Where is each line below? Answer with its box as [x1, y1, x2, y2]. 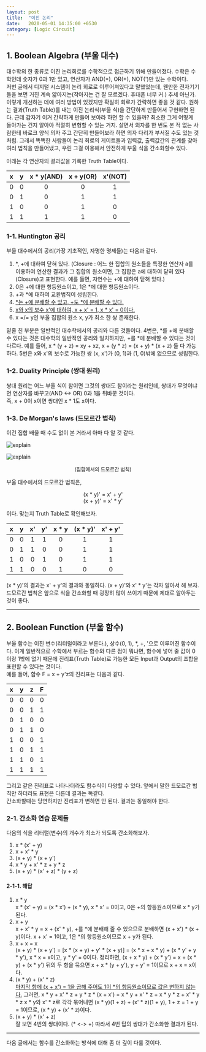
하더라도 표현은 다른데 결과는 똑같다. [17, 789, 105, 797]
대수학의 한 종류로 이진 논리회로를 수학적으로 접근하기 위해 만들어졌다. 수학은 [6, 68, 190, 75]
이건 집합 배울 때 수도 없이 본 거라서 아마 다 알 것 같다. [6, 429, 135, 436]
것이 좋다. [6, 597, 29, 604]
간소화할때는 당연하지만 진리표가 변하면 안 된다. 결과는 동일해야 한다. [6, 797, 170, 804]
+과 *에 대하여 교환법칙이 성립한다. [15, 291, 99, 298]
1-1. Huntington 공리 [6, 232, 66, 240]
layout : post [6, 9, 40, 15]
